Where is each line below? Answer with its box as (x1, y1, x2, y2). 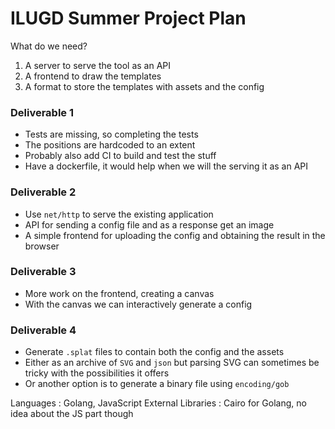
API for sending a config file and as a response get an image (24, 218, 275, 231)
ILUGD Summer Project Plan (10, 7, 247, 30)
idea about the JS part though (10, 408, 134, 420)
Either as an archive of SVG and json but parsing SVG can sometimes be (24, 357, 320, 369)
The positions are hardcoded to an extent (24, 139, 196, 151)
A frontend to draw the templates (24, 70, 162, 82)
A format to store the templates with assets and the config (24, 80, 265, 92)
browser (24, 240, 60, 252)
